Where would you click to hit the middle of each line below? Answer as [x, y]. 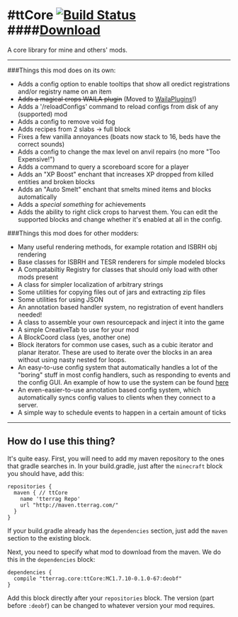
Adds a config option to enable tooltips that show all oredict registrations [124, 84]
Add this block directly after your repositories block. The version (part [111, 598]
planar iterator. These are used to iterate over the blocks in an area [115, 352]
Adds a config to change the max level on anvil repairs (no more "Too [119, 152]
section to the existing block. [49, 538]
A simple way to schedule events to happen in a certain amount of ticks [122, 412]
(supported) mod [42, 114]
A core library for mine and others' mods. [67, 50]
